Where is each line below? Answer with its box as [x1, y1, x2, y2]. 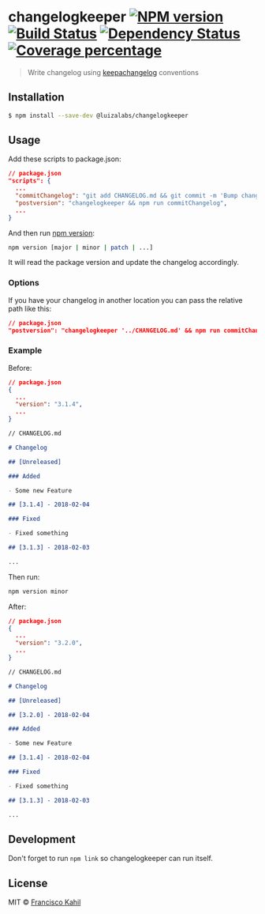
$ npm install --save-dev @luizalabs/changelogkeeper [8, 111, 189, 119]
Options [8, 278, 39, 289]
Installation [8, 91, 65, 104]
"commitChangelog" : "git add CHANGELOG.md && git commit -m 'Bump [15, 192, 238, 200]
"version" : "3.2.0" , [15, 639, 83, 648]
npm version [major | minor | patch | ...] [8, 244, 154, 251]
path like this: [8, 304, 52, 313]
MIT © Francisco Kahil [8, 897, 81, 907]
